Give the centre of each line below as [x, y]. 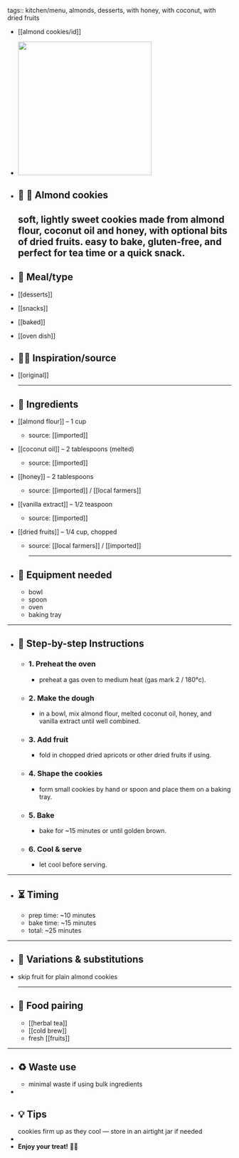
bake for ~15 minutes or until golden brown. [103, 830]
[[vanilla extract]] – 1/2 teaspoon [65, 505]
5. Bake [41, 815]
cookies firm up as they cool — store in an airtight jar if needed [110, 1132]
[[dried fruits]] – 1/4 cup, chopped [67, 532]
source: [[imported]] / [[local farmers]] [85, 490]
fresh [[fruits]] [49, 1038]
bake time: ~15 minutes [62, 923]
